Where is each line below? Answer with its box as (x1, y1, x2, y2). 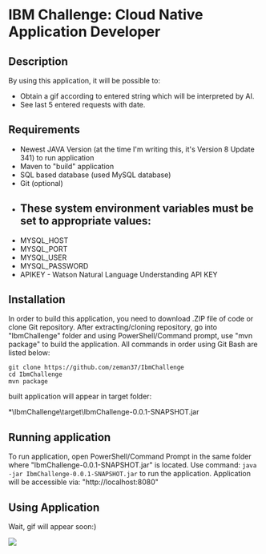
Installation (8, 293, 66, 306)
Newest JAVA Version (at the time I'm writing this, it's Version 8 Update (19, 144, 255, 154)
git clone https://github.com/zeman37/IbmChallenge (8, 363, 184, 372)
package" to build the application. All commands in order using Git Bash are (8, 339, 258, 350)
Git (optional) (19, 178, 64, 188)
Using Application (8, 500, 100, 514)
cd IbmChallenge (8, 370, 62, 378)
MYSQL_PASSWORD (19, 261, 89, 270)
